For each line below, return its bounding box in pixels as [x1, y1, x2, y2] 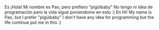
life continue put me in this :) [4, 19, 61, 25]
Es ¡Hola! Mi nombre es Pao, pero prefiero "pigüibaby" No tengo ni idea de [4, 4, 153, 10]
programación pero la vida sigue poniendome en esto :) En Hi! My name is [4, 9, 152, 15]
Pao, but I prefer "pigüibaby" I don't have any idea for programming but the [4, 15, 154, 20]
